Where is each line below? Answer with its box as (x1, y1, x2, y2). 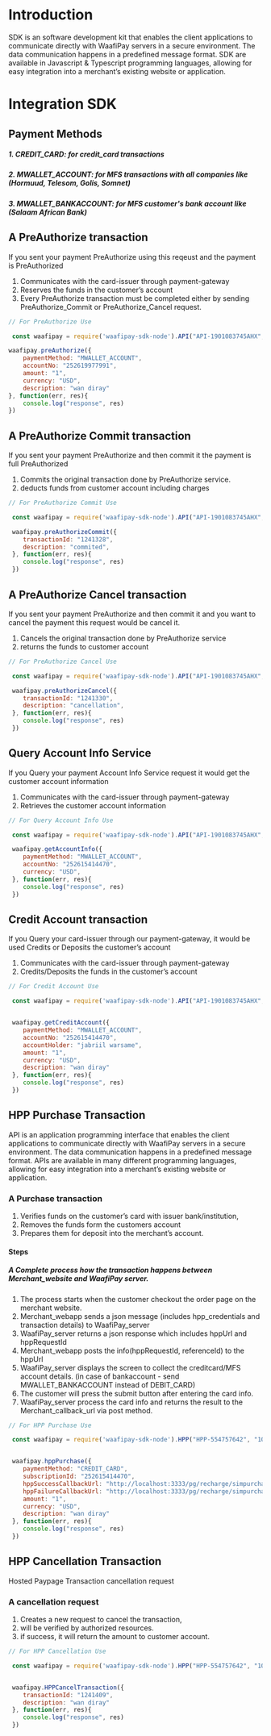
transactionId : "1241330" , (23, 694, 114, 703)
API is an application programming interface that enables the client (8, 1129, 230, 1139)
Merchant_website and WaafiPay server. (8, 1274, 149, 1283)
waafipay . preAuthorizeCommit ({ (11, 528, 117, 536)
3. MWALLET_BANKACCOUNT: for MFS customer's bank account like (8, 198, 247, 208)
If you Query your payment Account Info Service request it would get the (8, 768, 250, 778)
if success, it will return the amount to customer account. (19, 1632, 210, 1642)
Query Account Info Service (8, 746, 152, 760)
